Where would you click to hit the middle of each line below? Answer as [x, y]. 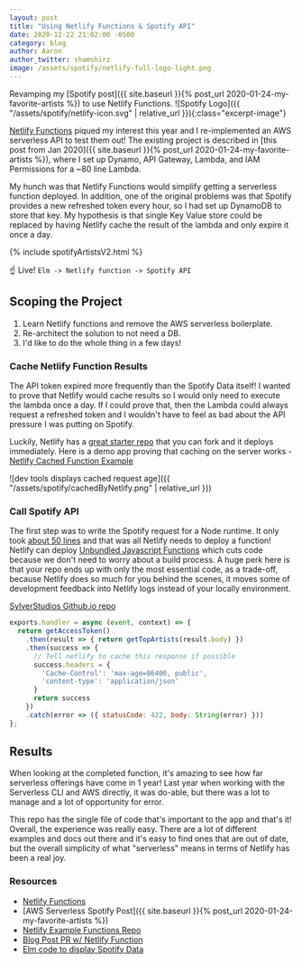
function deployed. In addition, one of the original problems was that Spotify [151, 196]
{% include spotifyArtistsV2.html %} [76, 252]
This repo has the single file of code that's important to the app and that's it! [151, 819]
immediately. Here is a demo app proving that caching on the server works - [151, 451]
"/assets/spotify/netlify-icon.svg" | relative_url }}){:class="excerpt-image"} [148, 113]
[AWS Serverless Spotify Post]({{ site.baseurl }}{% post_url [133, 911]
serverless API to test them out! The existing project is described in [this [143, 140]
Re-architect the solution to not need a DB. [102, 333]
